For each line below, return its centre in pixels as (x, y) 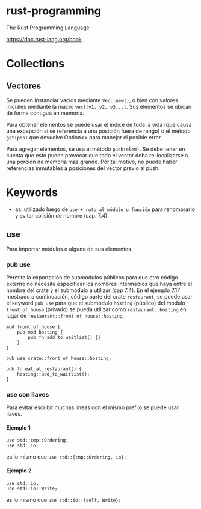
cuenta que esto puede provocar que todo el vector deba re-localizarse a (97, 155)
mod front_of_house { (33, 327)
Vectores (23, 86)
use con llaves (28, 394)
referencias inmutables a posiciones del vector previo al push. (83, 168)
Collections (36, 64)
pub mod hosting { (40, 332)
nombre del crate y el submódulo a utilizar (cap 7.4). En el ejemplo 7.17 (93, 290)
